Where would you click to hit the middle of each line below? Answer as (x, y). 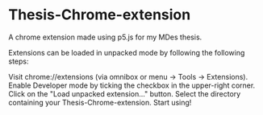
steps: (19, 61)
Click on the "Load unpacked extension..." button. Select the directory (125, 93)
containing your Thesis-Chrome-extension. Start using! (100, 102)
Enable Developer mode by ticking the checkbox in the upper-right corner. (132, 85)
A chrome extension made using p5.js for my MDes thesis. (105, 37)
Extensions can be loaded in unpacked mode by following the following (127, 52)
